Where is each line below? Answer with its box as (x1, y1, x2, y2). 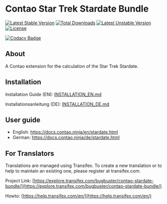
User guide (5, 115, 40, 124)
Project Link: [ (5, 178, 34, 184)
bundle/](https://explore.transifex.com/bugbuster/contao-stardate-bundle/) (5, 183, 162, 189)
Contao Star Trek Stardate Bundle (5, 3, 149, 15)
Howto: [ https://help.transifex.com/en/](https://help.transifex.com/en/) (5, 193, 152, 199)
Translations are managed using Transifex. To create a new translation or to (5, 162, 162, 169)
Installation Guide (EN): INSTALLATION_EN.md (5, 91, 102, 97)
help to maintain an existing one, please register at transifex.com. (5, 168, 141, 174)
